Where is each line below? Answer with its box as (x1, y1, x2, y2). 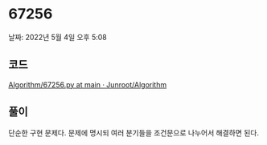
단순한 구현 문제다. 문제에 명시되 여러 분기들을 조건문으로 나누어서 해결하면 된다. (8, 127, 260, 137)
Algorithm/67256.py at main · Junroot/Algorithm (8, 79, 167, 89)
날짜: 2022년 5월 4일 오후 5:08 (8, 32, 107, 42)
